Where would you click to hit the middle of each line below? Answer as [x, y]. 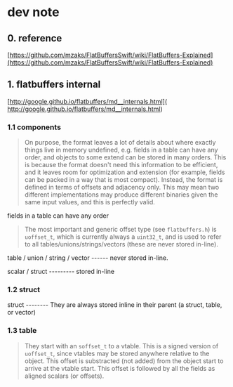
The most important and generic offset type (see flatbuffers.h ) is [120, 230]
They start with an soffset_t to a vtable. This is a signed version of [121, 346]
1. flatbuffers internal [54, 85]
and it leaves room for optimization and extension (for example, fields [125, 172]
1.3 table [22, 331]
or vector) [22, 313]
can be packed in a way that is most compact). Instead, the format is [124, 180]
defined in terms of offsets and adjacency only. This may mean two [122, 188]
